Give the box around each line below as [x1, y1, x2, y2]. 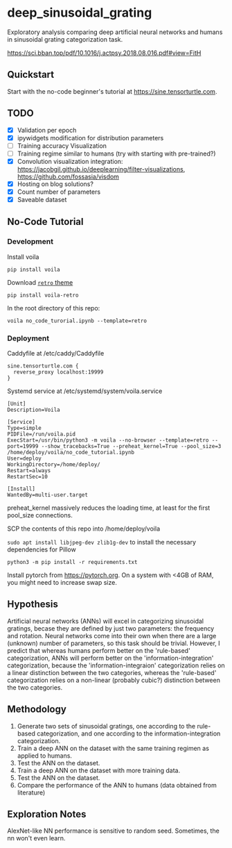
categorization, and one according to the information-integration [37, 729, 221, 738]
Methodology [7, 704, 67, 715]
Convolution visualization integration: [17, 157, 123, 165]
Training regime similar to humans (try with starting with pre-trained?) [17, 149, 216, 158]
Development [7, 237, 54, 247]
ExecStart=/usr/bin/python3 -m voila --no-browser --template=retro [7, 437, 209, 444]
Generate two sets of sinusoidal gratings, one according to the [17, 722, 196, 730]
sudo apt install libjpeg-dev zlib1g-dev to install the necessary [7, 538, 196, 547]
